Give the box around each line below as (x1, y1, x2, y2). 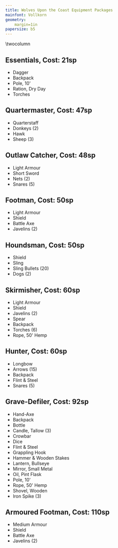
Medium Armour (12, 521, 48, 527)
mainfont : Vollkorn (5, 12, 47, 17)
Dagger (12, 69, 29, 75)
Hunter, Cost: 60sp (5, 347, 67, 356)
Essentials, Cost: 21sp (5, 56, 77, 64)
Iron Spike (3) (12, 493, 42, 499)
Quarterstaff (12, 119, 39, 126)
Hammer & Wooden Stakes (12, 454, 70, 461)
